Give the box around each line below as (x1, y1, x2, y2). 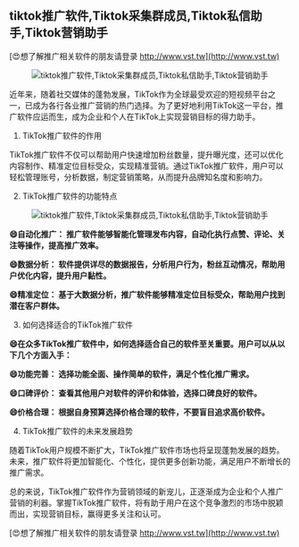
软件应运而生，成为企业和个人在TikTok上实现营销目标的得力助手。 (16, 111, 261, 122)
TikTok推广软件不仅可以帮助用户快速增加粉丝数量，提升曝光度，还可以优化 (9, 149, 284, 159)
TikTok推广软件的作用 (21, 130, 103, 141)
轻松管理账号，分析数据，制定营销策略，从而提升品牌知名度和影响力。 (9, 171, 268, 182)
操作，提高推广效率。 (24, 240, 104, 251)
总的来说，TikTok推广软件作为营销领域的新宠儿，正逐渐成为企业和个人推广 (9, 486, 284, 497)
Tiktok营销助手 (25, 25, 109, 40)
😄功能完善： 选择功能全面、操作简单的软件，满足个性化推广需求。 (9, 368, 254, 379)
